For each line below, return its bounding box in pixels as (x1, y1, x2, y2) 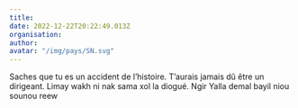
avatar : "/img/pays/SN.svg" (9, 47, 115, 56)
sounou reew (9, 91, 59, 102)
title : (9, 13, 34, 22)
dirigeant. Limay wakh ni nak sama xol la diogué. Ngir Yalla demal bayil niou (9, 81, 290, 92)
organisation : (9, 30, 63, 39)
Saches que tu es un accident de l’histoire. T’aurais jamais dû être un (9, 71, 265, 82)
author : (9, 38, 39, 48)
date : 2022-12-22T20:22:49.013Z (9, 22, 131, 31)
